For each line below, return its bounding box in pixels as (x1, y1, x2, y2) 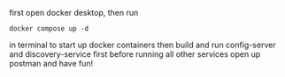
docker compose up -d (9, 24, 89, 33)
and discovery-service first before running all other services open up (9, 49, 261, 59)
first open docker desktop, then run (9, 8, 139, 17)
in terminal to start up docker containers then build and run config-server (9, 39, 276, 50)
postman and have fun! (9, 59, 94, 68)
